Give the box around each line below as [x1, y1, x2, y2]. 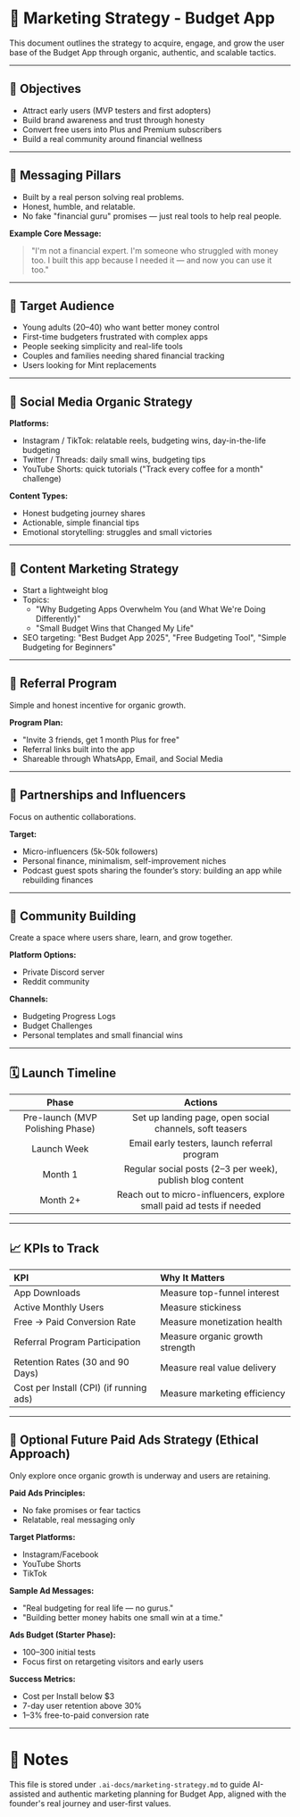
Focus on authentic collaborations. [9, 811, 137, 822]
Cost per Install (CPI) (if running [13, 1382, 147, 1394]
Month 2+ [39, 1194, 81, 1207]
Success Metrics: [9, 1673, 76, 1684]
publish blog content [157, 1174, 244, 1186]
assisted [9, 1788, 40, 1799]
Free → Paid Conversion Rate [13, 1316, 137, 1328]
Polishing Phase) [25, 1123, 96, 1135]
